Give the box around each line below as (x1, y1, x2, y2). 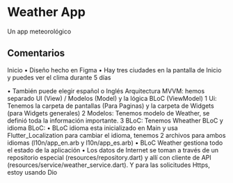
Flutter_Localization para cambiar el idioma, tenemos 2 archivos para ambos (7, 131, 226, 139)
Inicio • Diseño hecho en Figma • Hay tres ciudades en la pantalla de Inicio (7, 65, 222, 74)
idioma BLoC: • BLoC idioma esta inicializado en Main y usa (7, 123, 179, 132)
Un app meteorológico (7, 27, 72, 35)
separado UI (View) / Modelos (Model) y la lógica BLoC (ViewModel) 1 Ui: (7, 94, 217, 102)
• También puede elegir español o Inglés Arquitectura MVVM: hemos (7, 86, 205, 95)
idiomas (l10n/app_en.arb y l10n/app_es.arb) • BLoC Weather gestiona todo (7, 138, 223, 147)
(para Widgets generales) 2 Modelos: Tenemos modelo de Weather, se (7, 109, 210, 117)
